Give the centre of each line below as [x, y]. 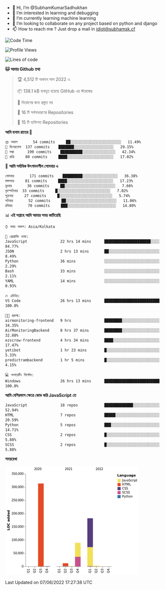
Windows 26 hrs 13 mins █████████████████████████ [82, 381]
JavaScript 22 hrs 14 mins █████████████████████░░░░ [82, 242]
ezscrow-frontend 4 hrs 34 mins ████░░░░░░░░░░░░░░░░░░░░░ [82, 340]
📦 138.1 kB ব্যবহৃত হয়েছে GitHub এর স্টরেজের [55, 91]
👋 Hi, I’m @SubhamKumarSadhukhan [50, 8]
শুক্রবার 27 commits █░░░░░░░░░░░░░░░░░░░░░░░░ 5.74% [68, 196]
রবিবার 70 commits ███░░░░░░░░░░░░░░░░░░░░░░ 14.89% [71, 206]
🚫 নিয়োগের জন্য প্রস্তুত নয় [35, 102]
